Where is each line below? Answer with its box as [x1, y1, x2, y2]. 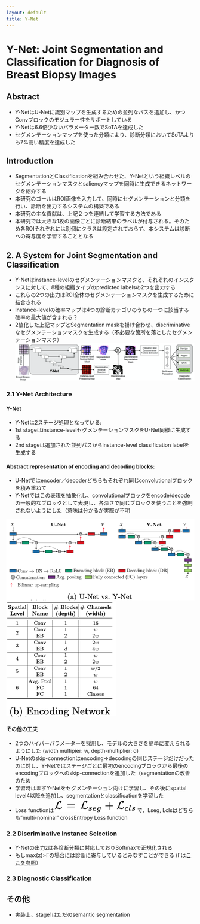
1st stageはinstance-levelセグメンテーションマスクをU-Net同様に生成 [14, 426, 186, 434]
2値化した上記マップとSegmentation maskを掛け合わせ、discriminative [14, 321, 190, 329]
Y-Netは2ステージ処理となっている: [14, 419, 102, 426]
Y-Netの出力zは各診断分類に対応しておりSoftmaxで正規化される [14, 844, 173, 851]
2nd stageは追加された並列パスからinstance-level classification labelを [14, 441, 190, 449]
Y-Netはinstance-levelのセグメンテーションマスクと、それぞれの [14, 276, 174, 284]
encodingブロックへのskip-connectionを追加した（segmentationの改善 [14, 770, 190, 777]
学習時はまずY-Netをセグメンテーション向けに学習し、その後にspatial [14, 784, 187, 792]
